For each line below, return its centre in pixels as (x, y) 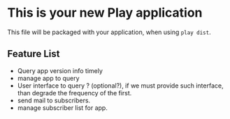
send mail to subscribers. (54, 100)
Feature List (34, 54)
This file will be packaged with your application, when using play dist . (109, 32)
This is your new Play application (105, 13)
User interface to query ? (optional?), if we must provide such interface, (120, 86)
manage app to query (48, 78)
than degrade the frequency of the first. (74, 93)
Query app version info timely (60, 70)
